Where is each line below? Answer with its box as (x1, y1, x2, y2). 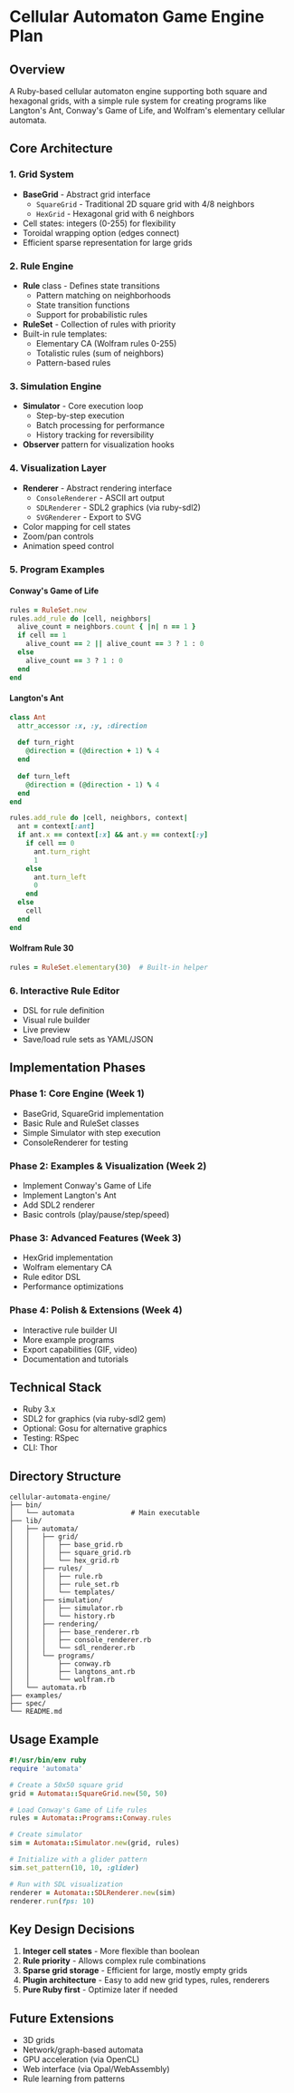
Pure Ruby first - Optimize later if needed (22, 1984, 178, 1995)
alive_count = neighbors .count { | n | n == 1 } (17, 622, 196, 631)
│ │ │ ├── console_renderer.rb (9, 1636, 152, 1645)
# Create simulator (9, 1830, 83, 1839)
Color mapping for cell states (22, 521, 131, 532)
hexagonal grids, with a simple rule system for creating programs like (9, 95, 267, 106)
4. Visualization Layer (9, 462, 107, 474)
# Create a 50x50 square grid (9, 1780, 124, 1789)
